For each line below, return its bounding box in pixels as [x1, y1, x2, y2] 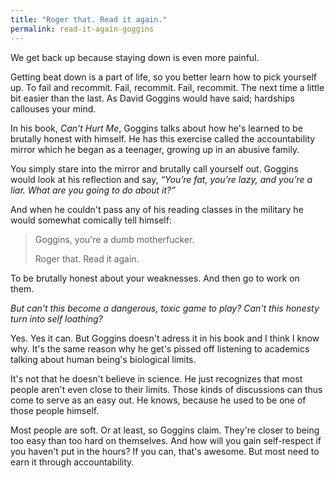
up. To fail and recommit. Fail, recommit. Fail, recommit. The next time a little [10, 81, 325, 93]
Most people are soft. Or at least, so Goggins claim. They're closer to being [10, 424, 320, 436]
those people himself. [10, 404, 100, 416]
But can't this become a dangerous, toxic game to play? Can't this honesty [10, 302, 320, 314]
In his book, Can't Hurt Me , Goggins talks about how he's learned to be [10, 122, 303, 134]
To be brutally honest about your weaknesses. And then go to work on [10, 272, 300, 284]
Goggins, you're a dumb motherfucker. [34, 233, 195, 245]
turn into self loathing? [10, 312, 103, 325]
